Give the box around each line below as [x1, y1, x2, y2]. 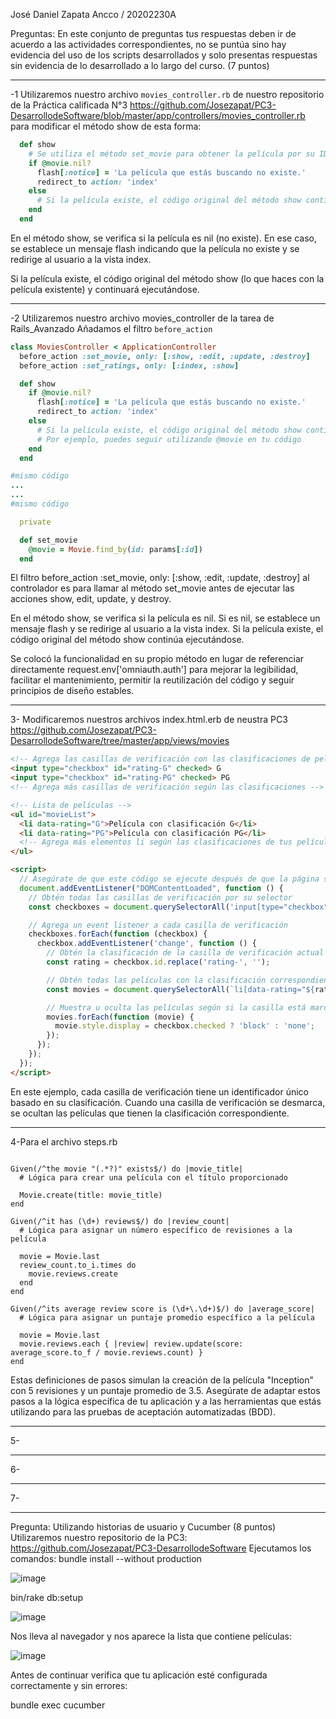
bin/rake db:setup [10, 1591, 84, 1603]
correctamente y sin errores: [10, 1679, 128, 1691]
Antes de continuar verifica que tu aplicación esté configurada [10, 1669, 268, 1681]
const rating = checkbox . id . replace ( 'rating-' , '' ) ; [46, 957, 271, 967]
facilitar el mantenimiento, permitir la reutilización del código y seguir [10, 674, 295, 686]
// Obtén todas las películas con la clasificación [46, 975, 267, 985]
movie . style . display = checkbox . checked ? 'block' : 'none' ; [54, 1021, 316, 1031]
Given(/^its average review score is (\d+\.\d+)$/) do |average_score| [10, 1304, 315, 1314]
